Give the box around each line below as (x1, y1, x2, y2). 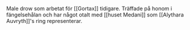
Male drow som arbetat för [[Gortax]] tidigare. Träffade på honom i (6, 5, 172, 12)
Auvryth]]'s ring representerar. (6, 18, 83, 24)
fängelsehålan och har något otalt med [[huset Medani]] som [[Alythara (6, 11, 185, 18)
